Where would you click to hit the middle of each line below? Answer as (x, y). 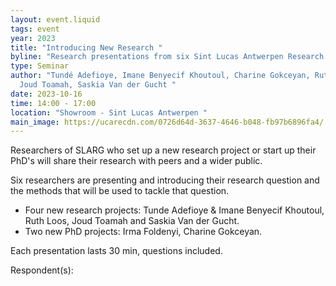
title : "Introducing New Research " (86, 47)
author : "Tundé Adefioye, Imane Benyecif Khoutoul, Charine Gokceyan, (160, 76)
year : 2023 (33, 38)
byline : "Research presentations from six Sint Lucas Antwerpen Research (167, 57)
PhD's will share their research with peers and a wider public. (136, 161)
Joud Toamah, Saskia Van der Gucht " (98, 85)
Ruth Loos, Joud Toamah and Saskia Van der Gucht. (132, 221)
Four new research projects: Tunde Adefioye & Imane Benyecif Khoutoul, (174, 210)
